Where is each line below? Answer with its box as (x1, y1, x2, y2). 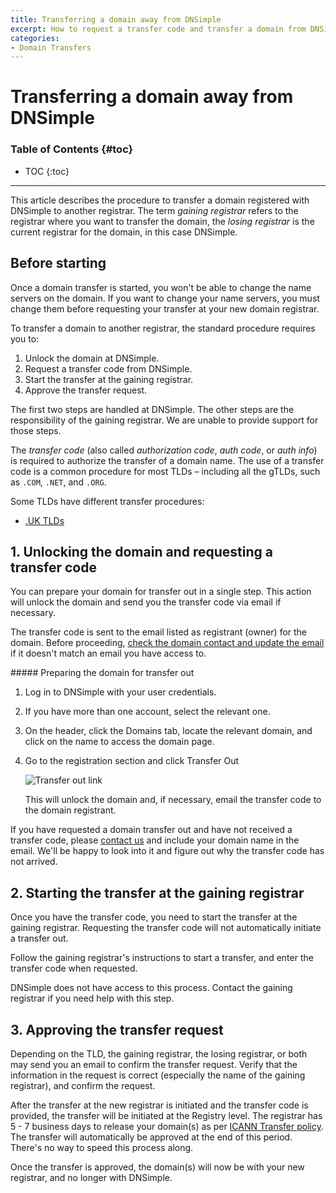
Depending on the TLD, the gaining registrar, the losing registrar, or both (10, 1047, 308, 1060)
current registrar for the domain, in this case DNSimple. (10, 226, 238, 238)
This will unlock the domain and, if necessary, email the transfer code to (24, 794, 322, 806)
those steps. (10, 424, 62, 436)
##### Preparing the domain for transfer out (10, 667, 195, 679)
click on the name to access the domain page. (24, 736, 215, 748)
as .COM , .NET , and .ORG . (10, 476, 107, 488)
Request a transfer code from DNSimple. (24, 362, 193, 375)
